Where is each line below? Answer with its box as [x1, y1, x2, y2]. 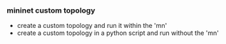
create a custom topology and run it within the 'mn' [16, 22, 168, 30]
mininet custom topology [6, 6, 96, 15]
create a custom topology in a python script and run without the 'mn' [16, 29, 219, 37]
